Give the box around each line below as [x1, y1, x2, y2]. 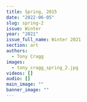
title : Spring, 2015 [6, 8, 58, 15]
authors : [6, 48, 28, 54]
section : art [6, 43, 39, 49]
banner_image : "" [6, 87, 49, 93]
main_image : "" [6, 82, 44, 88]
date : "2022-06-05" [6, 14, 55, 20]
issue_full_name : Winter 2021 [6, 37, 82, 43]
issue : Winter [6, 25, 42, 32]
